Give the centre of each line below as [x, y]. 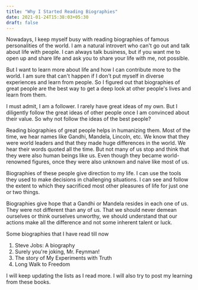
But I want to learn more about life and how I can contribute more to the [93, 70]
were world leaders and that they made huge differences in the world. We [96, 143]
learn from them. [27, 95]
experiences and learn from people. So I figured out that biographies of [93, 82]
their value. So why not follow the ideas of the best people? [79, 119]
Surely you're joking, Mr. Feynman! [57, 252]
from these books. [28, 282]
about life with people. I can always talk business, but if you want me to [93, 52]
